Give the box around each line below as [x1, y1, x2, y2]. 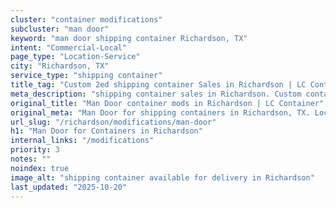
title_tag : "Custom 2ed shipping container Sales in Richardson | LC [10, 80, 307, 90]
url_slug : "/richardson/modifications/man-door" [10, 117, 217, 127]
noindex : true [10, 163, 70, 173]
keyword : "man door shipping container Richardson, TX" [10, 33, 248, 43]
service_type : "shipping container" [10, 71, 163, 81]
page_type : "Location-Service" [10, 52, 141, 62]
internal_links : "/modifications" [10, 136, 155, 146]
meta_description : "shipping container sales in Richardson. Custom [10, 89, 302, 99]
